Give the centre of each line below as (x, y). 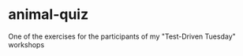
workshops (26, 44)
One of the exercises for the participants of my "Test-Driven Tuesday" (122, 36)
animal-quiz (49, 15)
